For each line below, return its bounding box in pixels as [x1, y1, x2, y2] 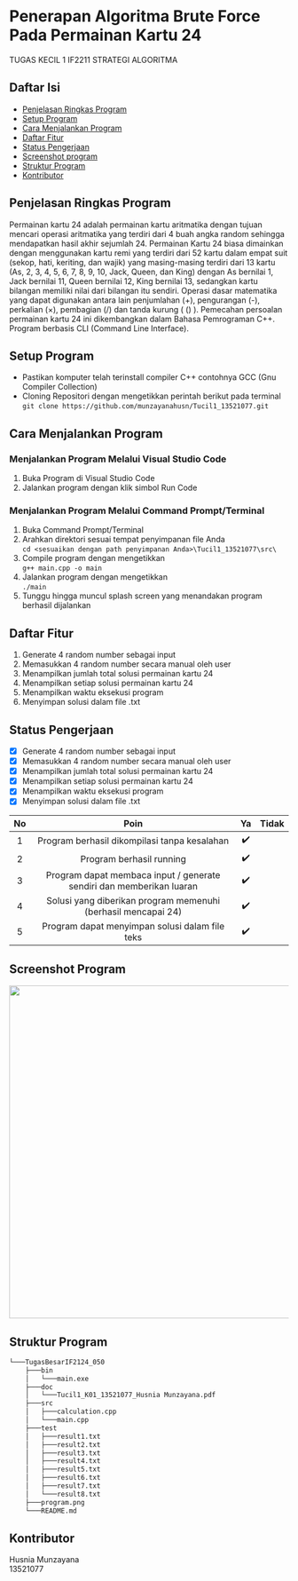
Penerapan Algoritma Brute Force [9, 6, 261, 27]
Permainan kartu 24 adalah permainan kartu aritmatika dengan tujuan [9, 219, 263, 230]
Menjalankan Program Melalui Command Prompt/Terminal [9, 504, 265, 517]
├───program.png [25, 1498, 86, 1506]
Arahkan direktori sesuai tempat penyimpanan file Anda [21, 534, 226, 545]
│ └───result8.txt [25, 1490, 101, 1498]
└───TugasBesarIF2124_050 [9, 1357, 105, 1366]
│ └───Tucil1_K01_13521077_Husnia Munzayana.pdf [25, 1391, 216, 1400]
